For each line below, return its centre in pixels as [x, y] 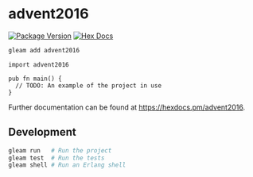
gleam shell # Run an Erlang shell [67, 165]
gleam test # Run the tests [56, 158]
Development [43, 132]
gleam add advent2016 [44, 50]
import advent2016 [39, 64]
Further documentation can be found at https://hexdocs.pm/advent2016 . [127, 107]
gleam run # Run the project [60, 150]
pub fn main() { [35, 79]
